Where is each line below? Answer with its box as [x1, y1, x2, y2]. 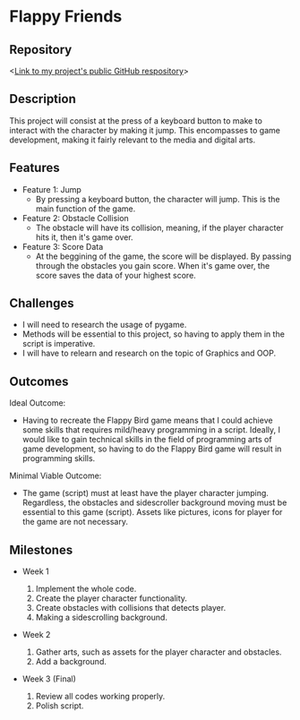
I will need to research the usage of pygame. [21, 320, 187, 330]
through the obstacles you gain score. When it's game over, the [35, 260, 270, 270]
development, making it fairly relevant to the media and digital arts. [9, 134, 256, 145]
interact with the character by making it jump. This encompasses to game [9, 124, 280, 135]
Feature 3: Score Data [21, 241, 104, 252]
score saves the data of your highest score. [35, 270, 197, 280]
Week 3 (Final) [21, 673, 76, 684]
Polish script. [35, 700, 84, 711]
